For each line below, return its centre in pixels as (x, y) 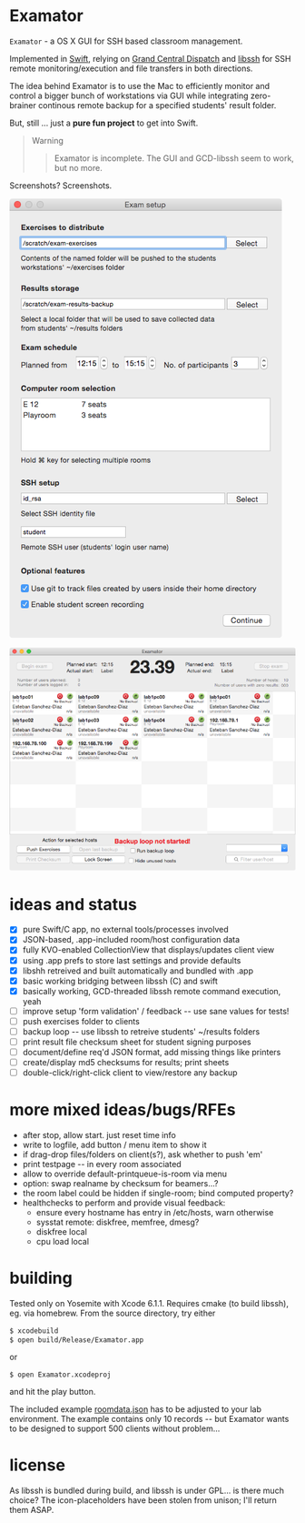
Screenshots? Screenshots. (61, 185)
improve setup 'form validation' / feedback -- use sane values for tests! (156, 1011)
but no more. (78, 167)
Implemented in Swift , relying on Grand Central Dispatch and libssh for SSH (150, 58)
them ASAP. (32, 1510)
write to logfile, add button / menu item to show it (114, 1145)
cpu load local (62, 1242)
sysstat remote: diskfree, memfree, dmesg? (118, 1222)
